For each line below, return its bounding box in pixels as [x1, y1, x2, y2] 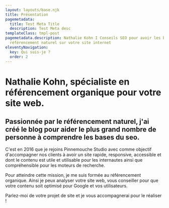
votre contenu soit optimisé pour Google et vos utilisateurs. [5, 183, 128, 189]
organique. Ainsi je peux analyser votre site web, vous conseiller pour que [5, 177, 158, 184]
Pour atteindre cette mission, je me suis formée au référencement [5, 172, 141, 178]
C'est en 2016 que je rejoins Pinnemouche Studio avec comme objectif [5, 147, 152, 153]
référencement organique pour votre [5, 87, 161, 98]
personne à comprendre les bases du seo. [5, 133, 140, 142]
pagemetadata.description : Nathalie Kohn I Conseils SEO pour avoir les [5, 36, 161, 41]
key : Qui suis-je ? [10, 49, 51, 54]
